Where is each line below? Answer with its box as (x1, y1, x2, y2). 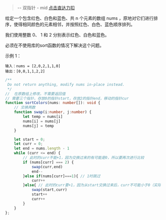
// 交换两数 (14, 105, 36, 110)
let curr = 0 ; (14, 142, 43, 147)
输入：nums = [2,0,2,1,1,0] (5, 64, 61, 69)
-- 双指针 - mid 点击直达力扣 (17, 5, 75, 10)
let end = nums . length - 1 (14, 146, 70, 151)
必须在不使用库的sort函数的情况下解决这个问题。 (5, 42, 104, 48)
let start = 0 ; (14, 137, 45, 142)
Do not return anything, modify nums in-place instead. (7, 82, 125, 87)
